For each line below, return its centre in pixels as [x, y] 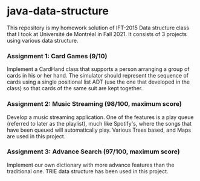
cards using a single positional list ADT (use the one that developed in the [98, 82]
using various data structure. [43, 40]
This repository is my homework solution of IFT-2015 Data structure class [98, 28]
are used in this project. [36, 136]
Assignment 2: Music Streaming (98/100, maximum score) [94, 104]
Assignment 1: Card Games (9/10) [57, 56]
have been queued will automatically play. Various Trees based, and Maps [99, 130]
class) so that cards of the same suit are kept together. [75, 88]
